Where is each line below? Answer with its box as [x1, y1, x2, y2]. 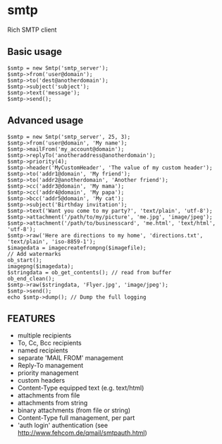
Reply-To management [17, 362, 84, 370]
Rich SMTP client [7, 25, 57, 34]
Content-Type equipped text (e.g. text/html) [17, 383, 144, 393]
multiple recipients [17, 331, 72, 340]
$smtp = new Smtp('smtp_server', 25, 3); [7, 133, 131, 140]
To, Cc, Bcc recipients [17, 339, 82, 347]
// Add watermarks [7, 250, 61, 257]
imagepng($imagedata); [7, 263, 74, 270]
